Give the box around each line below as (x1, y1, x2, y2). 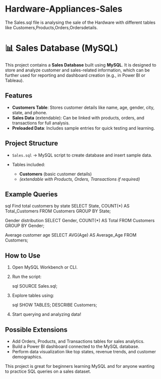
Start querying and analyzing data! (12, 311, 81, 317)
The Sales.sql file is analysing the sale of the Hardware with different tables (5, 19, 156, 25)
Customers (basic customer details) (19, 171, 92, 177)
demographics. (12, 354, 43, 360)
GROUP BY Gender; (5, 223, 45, 229)
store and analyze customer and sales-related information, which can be (5, 67, 150, 73)
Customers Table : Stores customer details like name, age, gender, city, (12, 104, 155, 110)
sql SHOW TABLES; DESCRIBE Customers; (12, 302, 97, 308)
